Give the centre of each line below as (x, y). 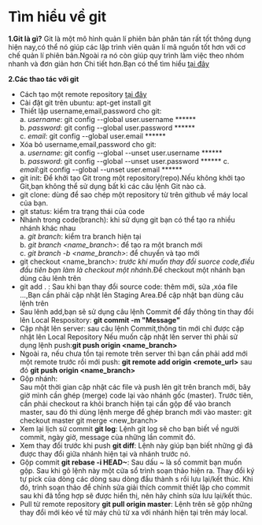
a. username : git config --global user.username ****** (108, 119)
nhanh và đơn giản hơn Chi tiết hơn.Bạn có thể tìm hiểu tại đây (109, 64)
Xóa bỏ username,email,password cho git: (88, 144)
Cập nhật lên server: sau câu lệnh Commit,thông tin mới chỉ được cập (132, 328)
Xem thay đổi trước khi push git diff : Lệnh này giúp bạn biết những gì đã (136, 446)
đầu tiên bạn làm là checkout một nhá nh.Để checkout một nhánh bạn (132, 270)
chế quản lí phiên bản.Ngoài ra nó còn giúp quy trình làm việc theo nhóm (126, 55)
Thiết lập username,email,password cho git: (90, 111)
